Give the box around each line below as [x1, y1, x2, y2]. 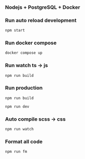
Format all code [5, 138, 43, 145]
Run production [5, 85, 43, 91]
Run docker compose [5, 39, 57, 46]
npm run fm [5, 149, 27, 154]
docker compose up [5, 51, 42, 55]
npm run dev [5, 104, 29, 109]
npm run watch [5, 126, 34, 131]
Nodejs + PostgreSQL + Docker [5, 4, 81, 11]
